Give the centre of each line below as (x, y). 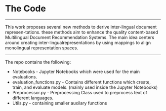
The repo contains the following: (38, 62)
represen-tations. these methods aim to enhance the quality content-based (82, 32)
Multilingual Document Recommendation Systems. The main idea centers (80, 37)
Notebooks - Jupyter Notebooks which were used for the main (76, 72)
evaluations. (24, 76)
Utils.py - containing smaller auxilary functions (60, 103)
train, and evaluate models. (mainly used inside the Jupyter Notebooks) (85, 87)
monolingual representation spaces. (41, 48)
